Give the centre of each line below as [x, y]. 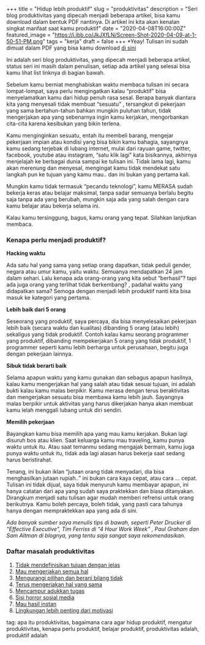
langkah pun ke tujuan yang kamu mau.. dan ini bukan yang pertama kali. [98, 174]
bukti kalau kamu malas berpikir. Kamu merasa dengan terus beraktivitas [98, 390]
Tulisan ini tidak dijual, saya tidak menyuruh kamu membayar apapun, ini [97, 485]
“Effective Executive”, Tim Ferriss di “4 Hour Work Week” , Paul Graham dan [103, 529]
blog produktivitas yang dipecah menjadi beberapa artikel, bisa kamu [93, 15]
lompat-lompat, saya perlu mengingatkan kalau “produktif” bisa [86, 91]
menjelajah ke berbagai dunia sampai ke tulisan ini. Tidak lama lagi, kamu [99, 161]
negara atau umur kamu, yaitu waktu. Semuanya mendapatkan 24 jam [95, 272]
